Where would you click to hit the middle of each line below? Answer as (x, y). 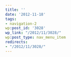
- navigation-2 (21, 24)
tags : (11, 19)
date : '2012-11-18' (25, 14)
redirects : (16, 42)
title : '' (15, 10)
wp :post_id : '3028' (25, 28)
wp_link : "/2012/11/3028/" (33, 33)
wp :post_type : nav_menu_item (35, 38)
